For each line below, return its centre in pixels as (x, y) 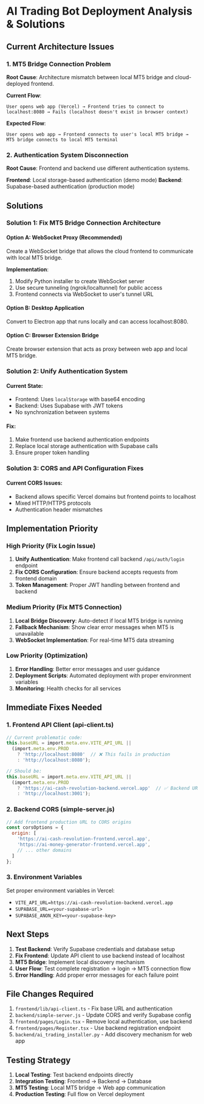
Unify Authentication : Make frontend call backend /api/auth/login (100, 559)
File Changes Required (50, 994)
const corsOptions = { (35, 828)
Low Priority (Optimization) (47, 656)
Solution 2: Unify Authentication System (67, 371)
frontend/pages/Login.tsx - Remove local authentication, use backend (104, 1022)
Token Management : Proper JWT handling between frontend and (97, 585)
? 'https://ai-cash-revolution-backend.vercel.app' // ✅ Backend (104, 788)
